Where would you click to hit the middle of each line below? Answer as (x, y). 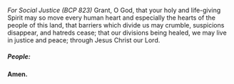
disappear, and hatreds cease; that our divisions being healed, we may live (117, 32)
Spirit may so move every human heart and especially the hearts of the (112, 18)
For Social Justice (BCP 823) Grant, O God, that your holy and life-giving (114, 10)
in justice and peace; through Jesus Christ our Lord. (84, 40)
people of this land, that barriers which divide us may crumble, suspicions (116, 25)
